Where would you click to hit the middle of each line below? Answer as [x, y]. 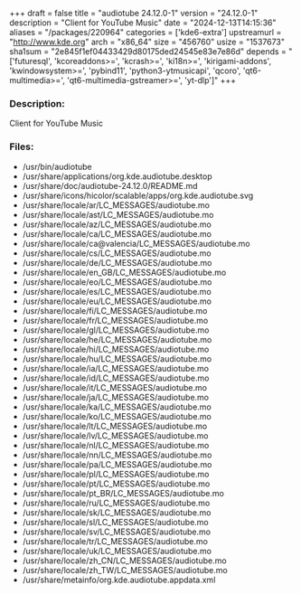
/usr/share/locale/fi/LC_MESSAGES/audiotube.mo [115, 310]
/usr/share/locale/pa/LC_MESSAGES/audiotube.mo [117, 464]
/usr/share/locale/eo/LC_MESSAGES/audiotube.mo [117, 282]
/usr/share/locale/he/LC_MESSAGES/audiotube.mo [117, 339]
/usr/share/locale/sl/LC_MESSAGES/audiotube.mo [116, 522]
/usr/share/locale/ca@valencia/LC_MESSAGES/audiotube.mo [136, 243]
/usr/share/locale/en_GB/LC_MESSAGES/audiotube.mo [124, 272]
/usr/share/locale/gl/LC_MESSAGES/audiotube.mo [116, 330]
